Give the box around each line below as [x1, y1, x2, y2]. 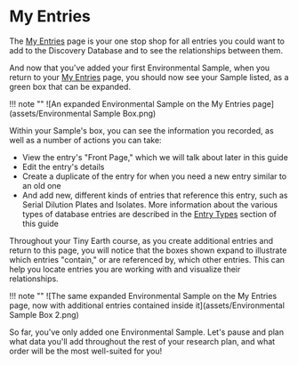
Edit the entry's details [21, 161, 105, 172]
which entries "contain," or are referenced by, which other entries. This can [9, 254, 286, 264]
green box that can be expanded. [9, 81, 132, 92]
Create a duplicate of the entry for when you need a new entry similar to [21, 171, 287, 182]
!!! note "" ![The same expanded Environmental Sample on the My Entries [9, 290, 278, 301]
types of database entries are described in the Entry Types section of [21, 208, 278, 219]
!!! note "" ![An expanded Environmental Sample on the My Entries [9, 98, 251, 109]
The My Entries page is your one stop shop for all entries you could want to [9, 36, 286, 46]
